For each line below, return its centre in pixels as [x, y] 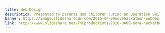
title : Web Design [24, 9]
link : [11, 23]
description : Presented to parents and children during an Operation [78, 14]
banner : [13, 18]
